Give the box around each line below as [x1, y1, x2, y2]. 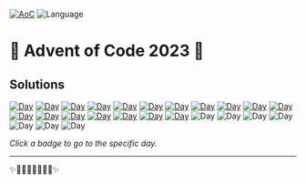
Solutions [9, 77, 66, 92]
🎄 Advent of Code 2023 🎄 [9, 41, 205, 61]
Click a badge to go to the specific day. [9, 138, 158, 148]
